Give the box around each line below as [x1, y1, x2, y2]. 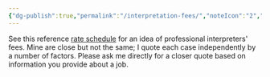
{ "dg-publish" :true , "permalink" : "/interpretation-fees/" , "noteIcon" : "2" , [8, 11, 261, 20]
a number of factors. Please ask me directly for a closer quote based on [8, 51, 247, 60]
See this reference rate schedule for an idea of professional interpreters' [8, 34, 248, 43]
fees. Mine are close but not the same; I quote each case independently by [8, 42, 256, 52]
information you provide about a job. [8, 59, 129, 69]
